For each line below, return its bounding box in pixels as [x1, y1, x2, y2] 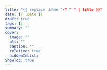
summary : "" [5, 26, 30, 31]
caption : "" [9, 44, 35, 49]
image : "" [9, 35, 30, 40]
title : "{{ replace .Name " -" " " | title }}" [5, 7, 103, 12]
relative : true [9, 48, 41, 53]
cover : [5, 30, 19, 35]
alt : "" [9, 39, 26, 44]
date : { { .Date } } [5, 12, 43, 17]
